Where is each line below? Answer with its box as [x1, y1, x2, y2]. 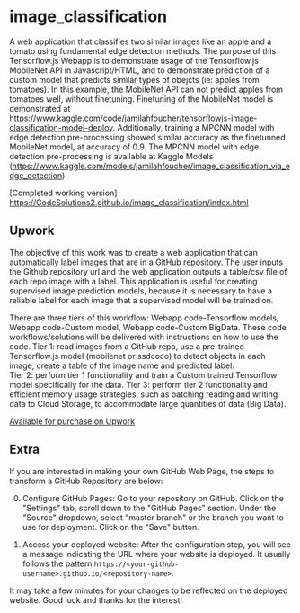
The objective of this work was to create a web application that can [9, 247, 259, 257]
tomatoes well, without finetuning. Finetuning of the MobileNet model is [9, 93, 274, 104]
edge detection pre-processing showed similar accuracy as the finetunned [9, 131, 286, 142]
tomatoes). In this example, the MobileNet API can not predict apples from [9, 84, 284, 95]
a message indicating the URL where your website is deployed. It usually [22, 548, 291, 559]
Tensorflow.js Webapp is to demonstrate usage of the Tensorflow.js [9, 55, 259, 66]
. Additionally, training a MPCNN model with [112, 122, 275, 132]
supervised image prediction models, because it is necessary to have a [9, 285, 272, 296]
